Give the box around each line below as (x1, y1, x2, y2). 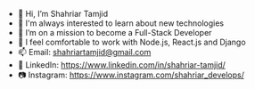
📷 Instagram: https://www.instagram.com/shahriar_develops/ (17, 69, 245, 80)
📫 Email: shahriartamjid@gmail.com (17, 47, 152, 57)
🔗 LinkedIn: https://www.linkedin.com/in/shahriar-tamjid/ (17, 60, 226, 70)
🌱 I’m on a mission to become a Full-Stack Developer (17, 28, 212, 37)
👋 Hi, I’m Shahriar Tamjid (17, 9, 109, 19)
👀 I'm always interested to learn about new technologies (17, 18, 225, 28)
